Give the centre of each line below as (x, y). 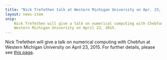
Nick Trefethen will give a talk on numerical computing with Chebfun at (78, 42)
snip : (11, 19)
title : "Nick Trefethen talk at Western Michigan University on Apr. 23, (83, 10)
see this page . (20, 53)
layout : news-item (24, 14)
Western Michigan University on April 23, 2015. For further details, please (80, 47)
